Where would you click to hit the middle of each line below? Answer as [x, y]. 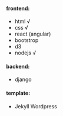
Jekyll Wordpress [36, 106]
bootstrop [26, 40]
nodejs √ [25, 53]
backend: [18, 66]
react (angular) [33, 34]
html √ [22, 21]
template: [18, 93]
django [23, 79]
